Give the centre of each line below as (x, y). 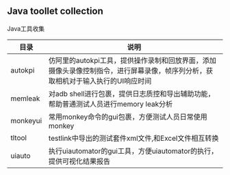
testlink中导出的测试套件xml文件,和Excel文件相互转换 (133, 138)
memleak (25, 98)
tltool (19, 137)
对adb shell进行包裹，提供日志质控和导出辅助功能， (131, 94)
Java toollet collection (55, 11)
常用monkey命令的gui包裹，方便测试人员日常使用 (128, 117)
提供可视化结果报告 (79, 161)
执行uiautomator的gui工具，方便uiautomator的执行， (133, 151)
